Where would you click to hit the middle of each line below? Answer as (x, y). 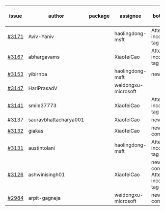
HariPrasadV (43, 88)
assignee (130, 16)
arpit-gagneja (44, 198)
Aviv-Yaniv (41, 36)
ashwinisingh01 (47, 175)
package (99, 16)
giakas (36, 131)
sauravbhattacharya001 (56, 120)
